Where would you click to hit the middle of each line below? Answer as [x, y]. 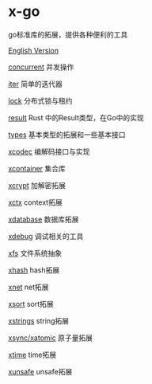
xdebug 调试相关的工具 [46, 236]
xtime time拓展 [32, 355]
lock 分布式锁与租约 [40, 100]
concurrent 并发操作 [41, 67]
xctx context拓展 [35, 202]
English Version [34, 50]
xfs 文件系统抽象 [35, 253]
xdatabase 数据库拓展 [44, 219]
